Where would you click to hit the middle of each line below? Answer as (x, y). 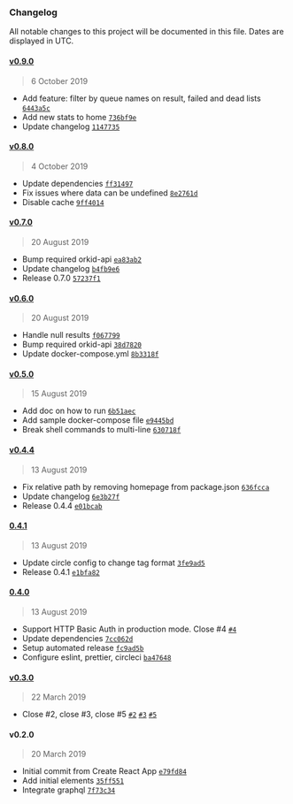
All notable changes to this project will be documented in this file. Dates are (147, 32)
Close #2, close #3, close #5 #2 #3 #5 (89, 715)
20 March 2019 (58, 754)
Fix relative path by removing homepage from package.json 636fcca (146, 486)
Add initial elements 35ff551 (73, 781)
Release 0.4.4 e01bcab (62, 505)
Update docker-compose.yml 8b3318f (90, 354)
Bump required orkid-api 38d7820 (82, 345)
